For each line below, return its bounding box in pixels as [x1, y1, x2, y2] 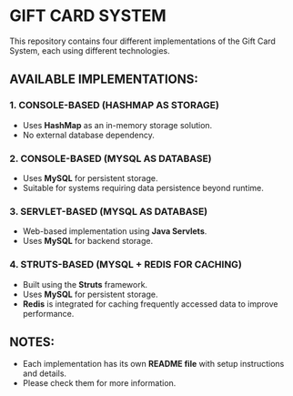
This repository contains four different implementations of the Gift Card [9, 36, 276, 46]
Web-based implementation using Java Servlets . [22, 226, 207, 237]
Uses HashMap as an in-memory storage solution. [22, 119, 213, 130]
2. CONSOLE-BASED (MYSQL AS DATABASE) [9, 152, 212, 165]
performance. [22, 308, 75, 319]
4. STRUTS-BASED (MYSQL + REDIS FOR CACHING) [9, 259, 243, 271]
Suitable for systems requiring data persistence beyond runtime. [22, 182, 264, 193]
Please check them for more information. [22, 378, 177, 389]
